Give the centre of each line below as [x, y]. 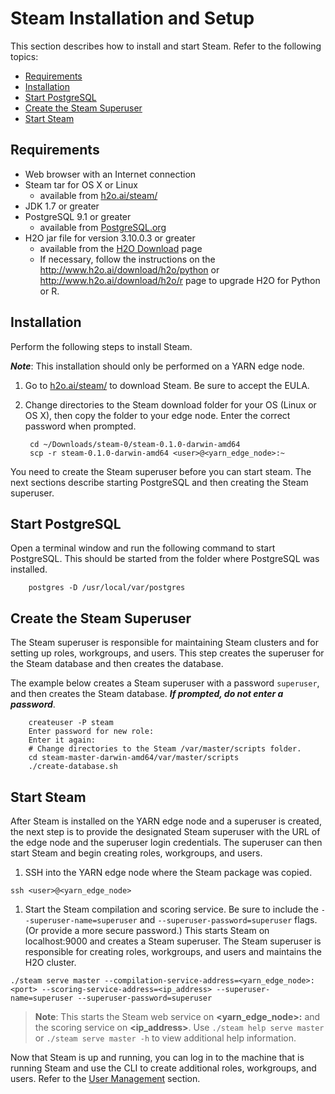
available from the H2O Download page [121, 248]
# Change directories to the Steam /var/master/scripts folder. [165, 749]
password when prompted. [80, 426]
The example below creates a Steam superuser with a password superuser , [165, 683]
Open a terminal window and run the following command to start [143, 548]
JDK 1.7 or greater [62, 206]
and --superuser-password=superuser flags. [228, 920]
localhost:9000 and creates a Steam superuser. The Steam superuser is [173, 941]
